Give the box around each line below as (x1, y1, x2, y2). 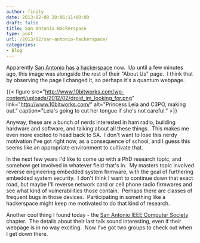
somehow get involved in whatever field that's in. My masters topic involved (6, 161, 195, 169)
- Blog (6, 48, 23, 54)
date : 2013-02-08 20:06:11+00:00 (6, 14, 90, 20)
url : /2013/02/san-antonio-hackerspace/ (6, 36, 109, 42)
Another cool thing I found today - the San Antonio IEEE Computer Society (6, 211, 189, 218)
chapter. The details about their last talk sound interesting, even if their (6, 217, 181, 225)
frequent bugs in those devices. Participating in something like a (6, 193, 166, 200)
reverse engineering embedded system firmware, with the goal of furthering (6, 168, 194, 175)
